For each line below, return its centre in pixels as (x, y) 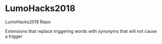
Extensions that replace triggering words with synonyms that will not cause (81, 31)
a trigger (14, 36)
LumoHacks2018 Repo (28, 22)
